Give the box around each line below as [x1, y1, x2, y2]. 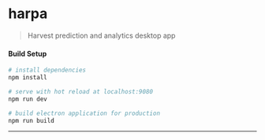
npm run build [8, 116, 55, 124]
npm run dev [8, 95, 47, 103]
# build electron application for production [8, 109, 160, 117]
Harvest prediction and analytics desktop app [27, 31, 176, 40]
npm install [8, 74, 47, 82]
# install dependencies [8, 66, 87, 75]
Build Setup [8, 49, 47, 58]
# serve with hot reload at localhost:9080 [8, 87, 154, 95]
